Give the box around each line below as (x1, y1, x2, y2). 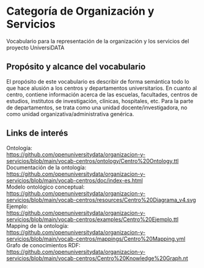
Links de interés (6, 128, 68, 139)
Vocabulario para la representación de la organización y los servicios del (6, 37, 189, 45)
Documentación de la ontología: (6, 164, 87, 171)
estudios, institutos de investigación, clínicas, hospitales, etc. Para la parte (6, 97, 194, 104)
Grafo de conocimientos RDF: (6, 241, 81, 248)
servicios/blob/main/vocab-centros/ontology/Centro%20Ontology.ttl (6, 157, 179, 164)
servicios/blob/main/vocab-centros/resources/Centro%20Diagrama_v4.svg (6, 196, 197, 203)
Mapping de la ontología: (6, 222, 69, 230)
